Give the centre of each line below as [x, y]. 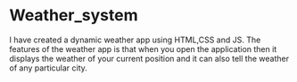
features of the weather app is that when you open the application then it [143, 48]
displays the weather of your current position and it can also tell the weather [149, 58]
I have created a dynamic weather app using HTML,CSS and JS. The [135, 40]
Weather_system [74, 15]
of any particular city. [48, 68]
